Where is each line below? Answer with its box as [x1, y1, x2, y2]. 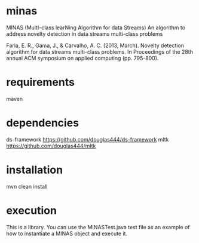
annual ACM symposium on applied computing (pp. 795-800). [6, 54, 159, 61]
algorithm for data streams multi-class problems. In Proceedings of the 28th [6, 48, 193, 55]
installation [6, 163, 63, 177]
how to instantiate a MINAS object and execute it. [6, 230, 127, 237]
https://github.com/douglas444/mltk [6, 142, 96, 149]
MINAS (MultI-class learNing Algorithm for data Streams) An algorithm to [6, 24, 186, 31]
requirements [6, 76, 75, 89]
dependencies [6, 116, 79, 130]
